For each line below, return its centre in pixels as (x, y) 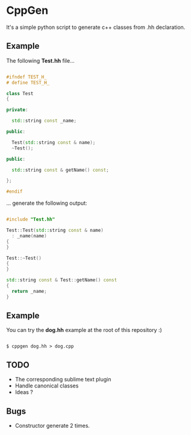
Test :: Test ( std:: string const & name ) (55, 230)
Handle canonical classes (47, 386)
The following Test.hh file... (40, 60)
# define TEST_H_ (28, 83)
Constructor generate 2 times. (52, 426)
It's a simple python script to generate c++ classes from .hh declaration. (96, 27)
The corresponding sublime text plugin (63, 380)
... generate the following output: (47, 203)
